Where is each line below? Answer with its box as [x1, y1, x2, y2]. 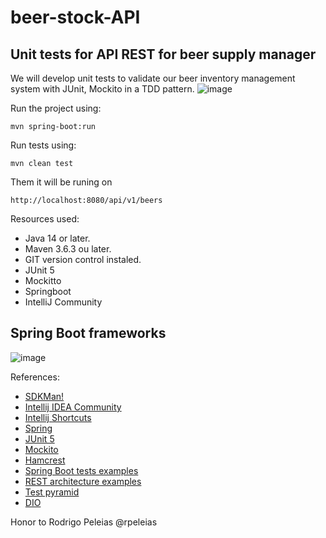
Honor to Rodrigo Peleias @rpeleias [10, 516, 158, 528]
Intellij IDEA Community [24, 401, 122, 413]
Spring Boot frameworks [10, 325, 167, 342]
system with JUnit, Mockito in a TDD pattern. [10, 83, 195, 95]
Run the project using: [10, 102, 102, 114]
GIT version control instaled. [24, 254, 142, 265]
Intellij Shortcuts [24, 411, 92, 423]
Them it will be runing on [10, 176, 113, 188]
